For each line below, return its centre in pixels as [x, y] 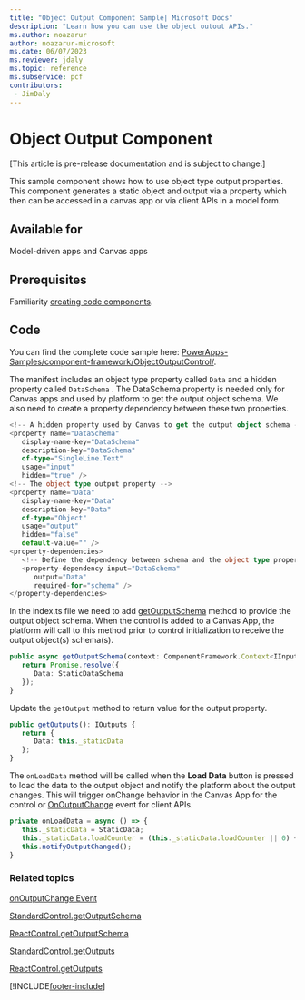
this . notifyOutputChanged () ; [76, 847]
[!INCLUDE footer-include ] [58, 985]
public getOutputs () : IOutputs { [73, 724]
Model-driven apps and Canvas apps [79, 252]
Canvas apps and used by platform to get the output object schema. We [144, 398]
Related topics [42, 878]
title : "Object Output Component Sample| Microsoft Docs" [121, 18]
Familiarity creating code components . [81, 302]
